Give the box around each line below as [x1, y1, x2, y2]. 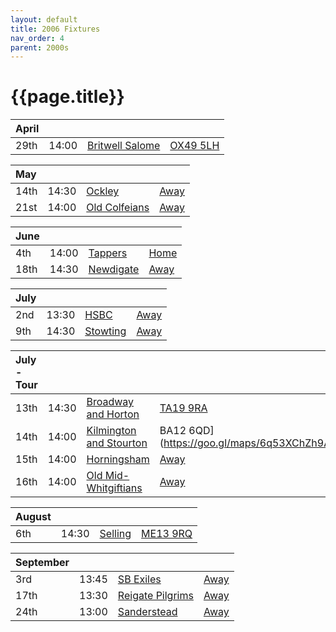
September [15, 556, 70, 570]
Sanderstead [117, 605, 178, 619]
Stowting [84, 324, 127, 338]
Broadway [86, 395, 135, 409]
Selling [99, 527, 132, 541]
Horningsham [86, 452, 150, 466]
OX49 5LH [169, 139, 220, 153]
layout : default [10, 14, 78, 25]
